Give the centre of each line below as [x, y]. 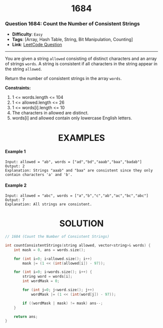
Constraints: [18, 88]
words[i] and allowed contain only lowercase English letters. [72, 118]
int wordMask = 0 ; [41, 281]
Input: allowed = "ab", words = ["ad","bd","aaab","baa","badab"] [73, 162]
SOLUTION [81, 223]
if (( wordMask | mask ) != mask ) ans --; [63, 303]
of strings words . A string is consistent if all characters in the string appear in [81, 64]
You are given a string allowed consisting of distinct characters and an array [81, 58]
